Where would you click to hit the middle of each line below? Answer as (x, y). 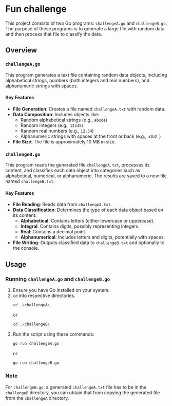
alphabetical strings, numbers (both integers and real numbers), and (78, 80)
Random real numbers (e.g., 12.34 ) (57, 131)
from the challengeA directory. (37, 398)
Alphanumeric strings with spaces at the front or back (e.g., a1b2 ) (91, 136)
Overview (21, 50)
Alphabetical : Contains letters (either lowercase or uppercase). (88, 221)
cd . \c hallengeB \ (31, 324)
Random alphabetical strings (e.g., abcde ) (64, 120)
